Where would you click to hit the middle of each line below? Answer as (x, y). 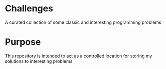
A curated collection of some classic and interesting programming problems (83, 22)
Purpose (23, 42)
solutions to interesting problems (39, 61)
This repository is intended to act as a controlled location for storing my (79, 56)
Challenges (29, 9)
